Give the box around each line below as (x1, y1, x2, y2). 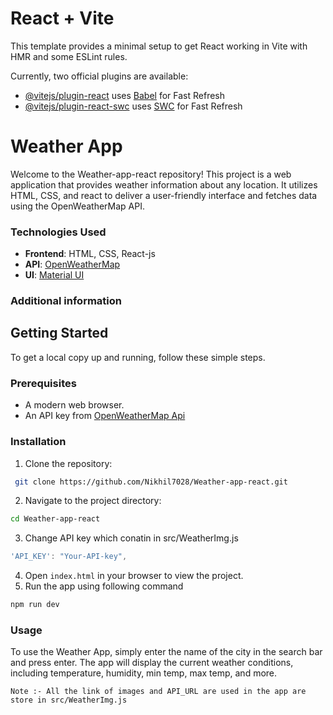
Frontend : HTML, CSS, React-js (24, 248, 156, 260)
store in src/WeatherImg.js (10, 695, 128, 706)
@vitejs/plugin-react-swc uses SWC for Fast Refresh (24, 100, 243, 112)
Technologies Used (10, 225, 107, 239)
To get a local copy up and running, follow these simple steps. (10, 351, 266, 363)
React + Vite (10, 7, 115, 30)
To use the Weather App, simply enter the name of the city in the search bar (10, 646, 323, 658)
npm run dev (10, 600, 60, 610)
